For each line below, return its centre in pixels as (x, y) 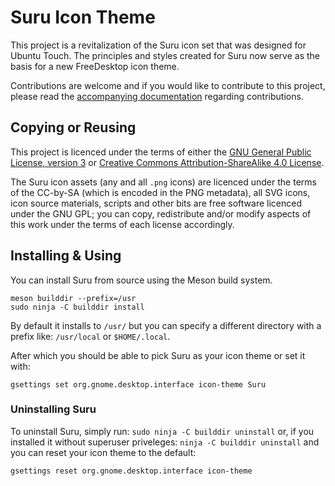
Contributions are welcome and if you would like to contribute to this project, (168, 85)
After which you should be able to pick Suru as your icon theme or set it (158, 355)
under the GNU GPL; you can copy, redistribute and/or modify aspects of (161, 213)
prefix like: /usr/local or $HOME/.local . (90, 336)
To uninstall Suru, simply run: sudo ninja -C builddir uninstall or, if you (162, 431)
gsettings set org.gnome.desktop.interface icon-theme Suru (138, 384)
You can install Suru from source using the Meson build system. (141, 280)
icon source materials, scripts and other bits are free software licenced (156, 203)
